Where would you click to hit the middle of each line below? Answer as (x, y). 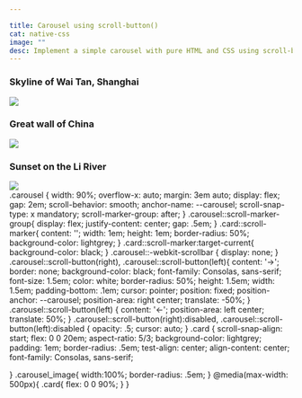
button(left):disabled (47, 329)
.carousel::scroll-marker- (234, 214)
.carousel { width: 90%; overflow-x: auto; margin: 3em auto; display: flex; (145, 195)
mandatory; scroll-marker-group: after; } (111, 214)
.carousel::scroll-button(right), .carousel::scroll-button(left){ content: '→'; (145, 262)
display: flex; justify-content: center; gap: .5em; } (127, 224)
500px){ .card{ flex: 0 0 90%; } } (70, 385)
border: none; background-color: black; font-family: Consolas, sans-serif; (146, 271)
